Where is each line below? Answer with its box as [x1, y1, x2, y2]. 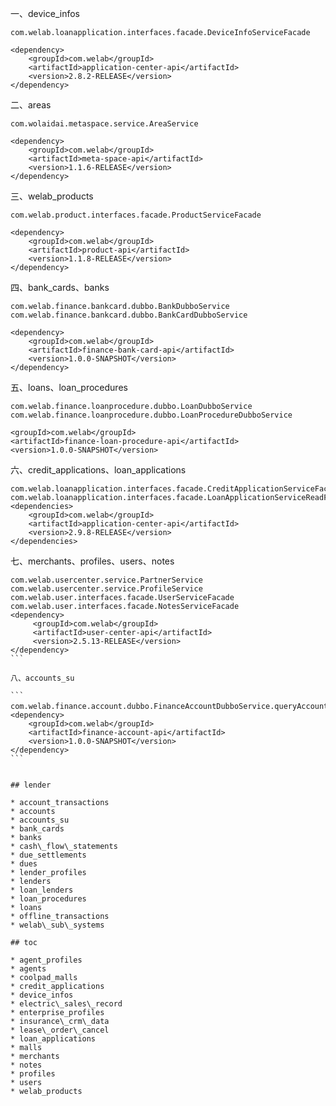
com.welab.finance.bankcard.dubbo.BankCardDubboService [10, 310, 248, 320]
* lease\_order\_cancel [10, 1025, 110, 1035]
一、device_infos [10, 8, 80, 19]
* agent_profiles [10, 955, 83, 965]
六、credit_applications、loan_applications [10, 464, 187, 476]
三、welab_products [10, 190, 94, 202]
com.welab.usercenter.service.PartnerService [10, 575, 203, 585]
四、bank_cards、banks [10, 282, 110, 293]
